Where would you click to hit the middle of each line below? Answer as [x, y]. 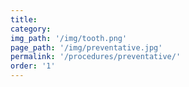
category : [31, 29]
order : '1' [33, 66]
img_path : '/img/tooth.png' [69, 38]
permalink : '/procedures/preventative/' [96, 57]
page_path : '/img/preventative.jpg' [86, 47]
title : [24, 19]
